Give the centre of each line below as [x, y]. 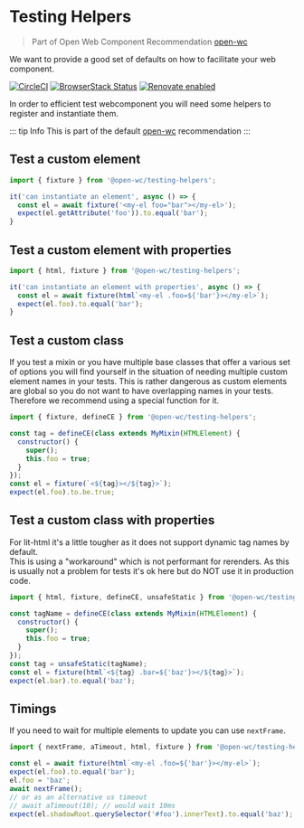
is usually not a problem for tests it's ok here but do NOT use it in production [152, 570]
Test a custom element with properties [121, 250]
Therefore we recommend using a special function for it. [114, 400]
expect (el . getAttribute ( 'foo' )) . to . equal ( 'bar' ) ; [113, 213]
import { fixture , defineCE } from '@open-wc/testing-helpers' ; [133, 418]
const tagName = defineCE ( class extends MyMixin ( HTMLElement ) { [133, 613]
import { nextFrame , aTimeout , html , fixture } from [111, 748]
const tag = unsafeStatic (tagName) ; [78, 663]
